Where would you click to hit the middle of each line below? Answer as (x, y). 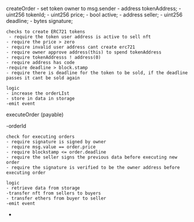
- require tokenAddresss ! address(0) (53, 58)
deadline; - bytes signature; (40, 21)
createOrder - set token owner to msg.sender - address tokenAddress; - (93, 9)
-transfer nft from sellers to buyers (53, 193)
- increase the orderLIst (38, 93)
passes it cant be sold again (43, 78)
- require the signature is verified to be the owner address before (93, 167)
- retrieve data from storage (43, 188)
